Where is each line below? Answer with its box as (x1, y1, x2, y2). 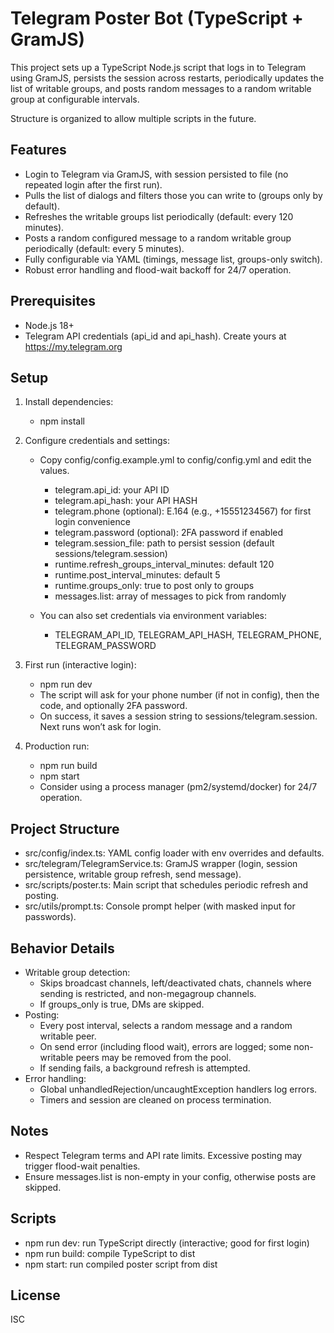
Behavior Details (10, 940, 115, 957)
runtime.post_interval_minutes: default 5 (54, 569, 221, 581)
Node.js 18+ (24, 319, 75, 331)
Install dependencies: (24, 396, 114, 408)
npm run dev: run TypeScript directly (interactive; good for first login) (24, 1237, 310, 1249)
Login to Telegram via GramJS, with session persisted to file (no (24, 168, 289, 180)
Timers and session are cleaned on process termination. (39, 1094, 272, 1106)
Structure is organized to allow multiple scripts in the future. (10, 112, 257, 124)
